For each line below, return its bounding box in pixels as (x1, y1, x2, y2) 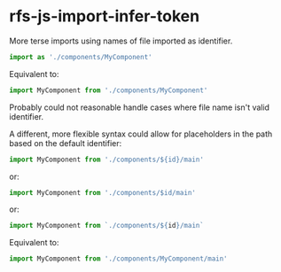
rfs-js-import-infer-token (9, 6, 200, 27)
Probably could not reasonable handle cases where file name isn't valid (9, 102, 270, 113)
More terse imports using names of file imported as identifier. (9, 35, 233, 46)
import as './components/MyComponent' (9, 52, 152, 61)
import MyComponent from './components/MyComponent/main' (9, 254, 228, 263)
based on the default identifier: (9, 137, 122, 148)
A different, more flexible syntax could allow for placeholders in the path (9, 128, 273, 139)
